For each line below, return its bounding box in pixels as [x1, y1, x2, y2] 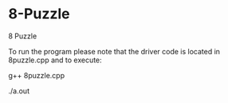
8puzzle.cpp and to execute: [8, 55, 102, 65]
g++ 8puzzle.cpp [8, 70, 65, 80]
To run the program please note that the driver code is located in [8, 46, 221, 56]
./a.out [8, 85, 30, 96]
